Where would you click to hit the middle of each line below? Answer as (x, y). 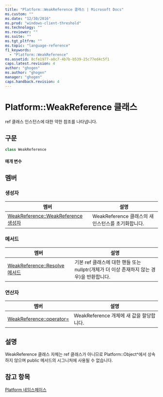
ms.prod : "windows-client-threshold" (43, 23)
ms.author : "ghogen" (26, 73)
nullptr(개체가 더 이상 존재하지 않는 (112, 270)
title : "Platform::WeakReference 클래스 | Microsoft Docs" (64, 9)
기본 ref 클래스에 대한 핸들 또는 (108, 262)
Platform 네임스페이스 (26, 389)
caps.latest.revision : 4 (30, 64)
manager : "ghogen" (24, 77)
